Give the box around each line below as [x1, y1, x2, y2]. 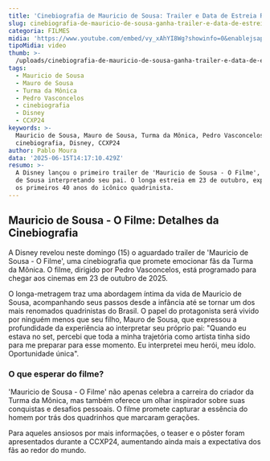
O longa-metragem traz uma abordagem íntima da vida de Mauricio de [8, 289, 243, 298]
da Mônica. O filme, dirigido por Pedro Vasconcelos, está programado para [8, 265, 257, 274]
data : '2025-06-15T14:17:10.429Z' [8, 154, 125, 162]
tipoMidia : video [8, 42, 67, 50]
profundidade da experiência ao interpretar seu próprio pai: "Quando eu [8, 323, 247, 332]
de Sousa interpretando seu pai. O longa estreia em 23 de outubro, [15, 176, 250, 185]
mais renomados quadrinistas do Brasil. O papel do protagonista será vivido [8, 306, 260, 315]
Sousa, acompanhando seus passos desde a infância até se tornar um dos [8, 297, 256, 307]
